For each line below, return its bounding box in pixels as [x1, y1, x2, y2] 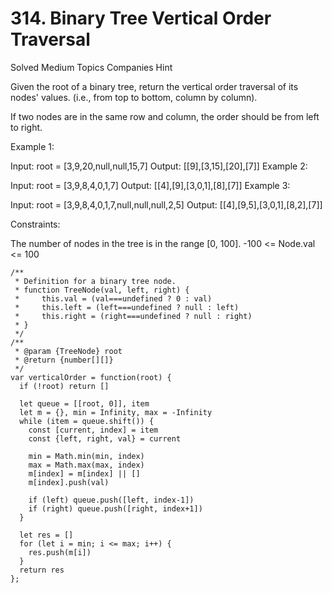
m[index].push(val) [28, 477, 110, 487]
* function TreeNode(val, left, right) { [14, 285, 190, 295]
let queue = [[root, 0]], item [19, 398, 150, 409]
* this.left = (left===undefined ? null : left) [14, 302, 240, 312]
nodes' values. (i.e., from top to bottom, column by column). [10, 91, 258, 103]
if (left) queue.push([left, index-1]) [28, 495, 195, 505]
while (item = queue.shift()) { [19, 416, 155, 426]
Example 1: [10, 140, 55, 152]
